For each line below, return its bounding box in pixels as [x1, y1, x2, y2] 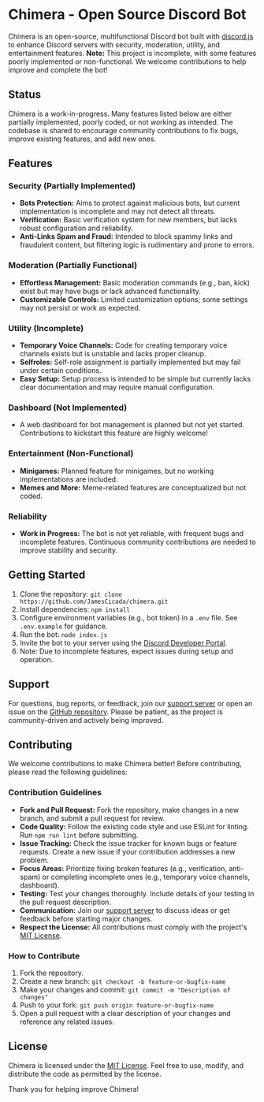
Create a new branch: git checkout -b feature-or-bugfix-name [19, 976, 226, 986]
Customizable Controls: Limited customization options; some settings [19, 294, 248, 304]
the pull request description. [19, 897, 112, 907]
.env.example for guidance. [19, 621, 108, 631]
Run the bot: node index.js [19, 629, 108, 639]
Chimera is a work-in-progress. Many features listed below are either [8, 109, 232, 118]
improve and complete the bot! [8, 65, 108, 74]
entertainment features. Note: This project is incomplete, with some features [8, 48, 257, 58]
